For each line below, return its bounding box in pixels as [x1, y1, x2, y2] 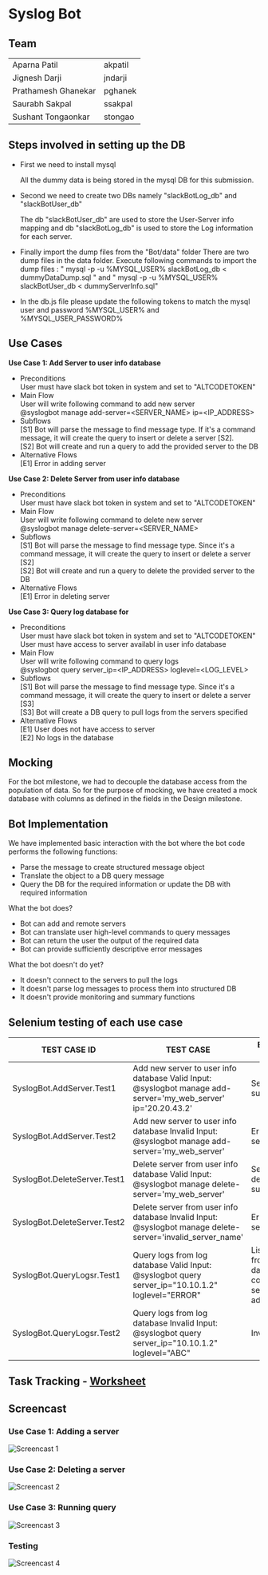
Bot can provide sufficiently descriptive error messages [19, 944, 203, 954]
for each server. [19, 231, 73, 241]
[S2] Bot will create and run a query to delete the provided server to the [19, 565, 255, 576]
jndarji [103, 73, 128, 83]
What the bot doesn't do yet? [8, 960, 104, 970]
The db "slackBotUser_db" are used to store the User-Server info [19, 214, 235, 224]
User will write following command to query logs [19, 656, 179, 666]
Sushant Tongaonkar [12, 111, 90, 122]
